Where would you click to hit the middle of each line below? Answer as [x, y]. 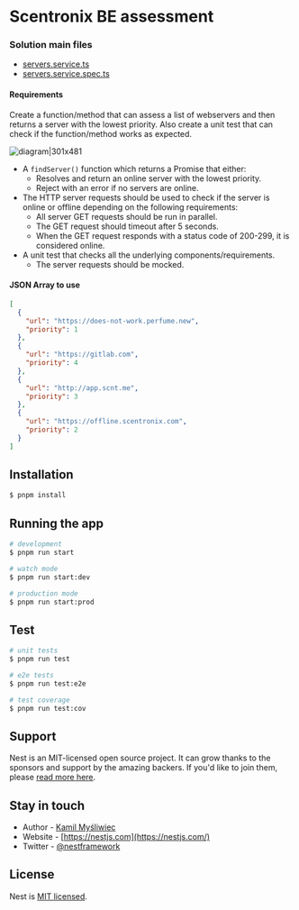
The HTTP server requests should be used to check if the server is [146, 197]
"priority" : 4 [52, 363]
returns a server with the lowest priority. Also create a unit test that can [141, 124]
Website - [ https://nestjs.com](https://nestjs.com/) [116, 837]
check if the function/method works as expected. [100, 133]
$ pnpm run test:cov [48, 708]
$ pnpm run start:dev [50, 577]
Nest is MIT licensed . [49, 896]
